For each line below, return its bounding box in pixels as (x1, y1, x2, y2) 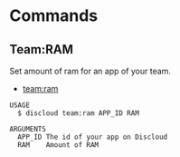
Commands (9, 5, 99, 26)
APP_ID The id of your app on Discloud (17, 132, 168, 142)
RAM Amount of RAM (17, 141, 99, 150)
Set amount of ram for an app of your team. (9, 65, 172, 76)
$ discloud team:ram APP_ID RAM (17, 109, 140, 118)
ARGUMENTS (9, 124, 47, 133)
